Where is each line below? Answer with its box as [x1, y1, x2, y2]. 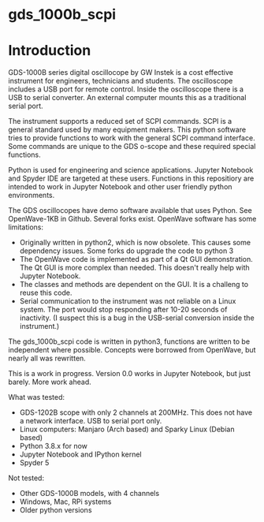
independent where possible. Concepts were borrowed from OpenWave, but [8, 345, 256, 355]
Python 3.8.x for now [19, 442, 88, 451]
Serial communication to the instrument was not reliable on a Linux [19, 296, 236, 306]
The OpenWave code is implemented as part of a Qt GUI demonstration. [19, 255, 254, 264]
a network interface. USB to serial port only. [19, 416, 162, 426]
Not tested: [8, 473, 45, 483]
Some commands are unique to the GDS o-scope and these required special [8, 142, 256, 151]
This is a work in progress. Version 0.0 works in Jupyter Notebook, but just [8, 369, 251, 378]
